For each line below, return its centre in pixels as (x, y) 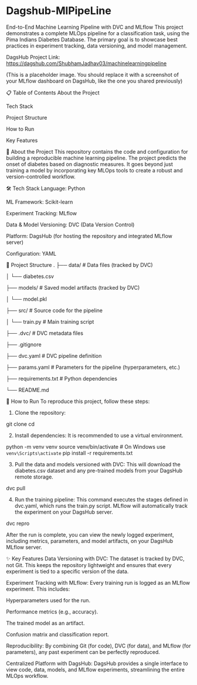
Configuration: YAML (31, 253)
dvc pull (16, 488)
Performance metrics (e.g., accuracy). (52, 612)
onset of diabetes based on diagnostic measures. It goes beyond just (89, 164)
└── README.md (28, 390)
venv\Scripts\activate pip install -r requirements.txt (69, 453)
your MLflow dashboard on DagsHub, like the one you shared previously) (94, 81)
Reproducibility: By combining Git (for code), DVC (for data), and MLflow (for (98, 646)
